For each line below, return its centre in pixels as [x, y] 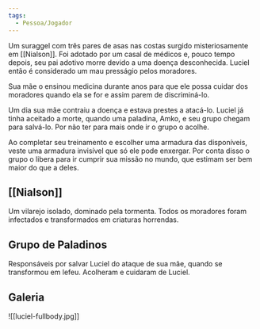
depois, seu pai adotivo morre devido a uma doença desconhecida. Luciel [129, 62]
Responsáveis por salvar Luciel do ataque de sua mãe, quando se [116, 264]
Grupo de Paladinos [58, 245]
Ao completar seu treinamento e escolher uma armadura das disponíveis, [128, 142]
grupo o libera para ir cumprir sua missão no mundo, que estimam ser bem [130, 159]
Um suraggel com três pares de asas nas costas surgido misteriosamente [128, 45]
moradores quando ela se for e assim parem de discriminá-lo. [109, 94]
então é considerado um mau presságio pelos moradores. [103, 71]
